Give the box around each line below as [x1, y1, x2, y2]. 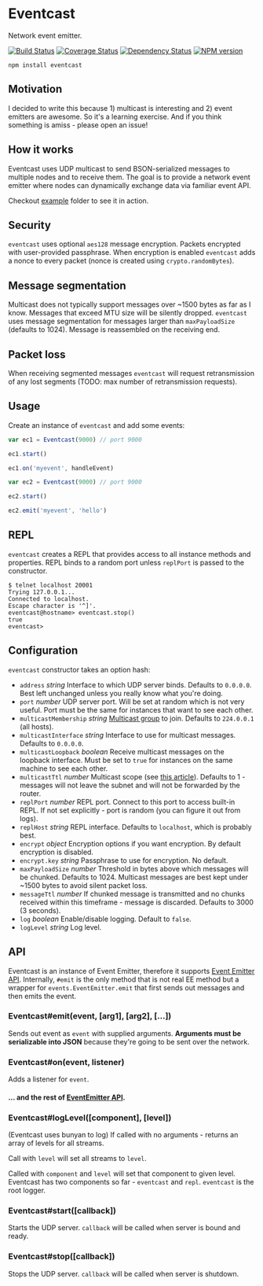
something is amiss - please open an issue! [8, 120, 148, 130]
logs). [19, 813, 38, 823]
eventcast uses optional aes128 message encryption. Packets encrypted [8, 239, 241, 249]
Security [8, 218, 51, 232]
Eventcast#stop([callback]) [8, 1251, 115, 1262]
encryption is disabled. [19, 847, 94, 857]
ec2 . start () [8, 492, 47, 500]
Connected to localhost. [8, 595, 89, 602]
